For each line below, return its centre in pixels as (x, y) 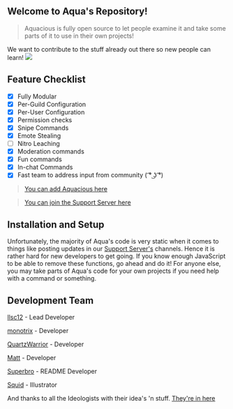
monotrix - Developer (38, 330)
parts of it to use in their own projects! (79, 36)
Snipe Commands (43, 128)
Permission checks (45, 120)
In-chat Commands (45, 168)
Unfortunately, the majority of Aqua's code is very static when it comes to (113, 241)
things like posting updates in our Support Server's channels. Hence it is (111, 249)
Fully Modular (37, 96)
